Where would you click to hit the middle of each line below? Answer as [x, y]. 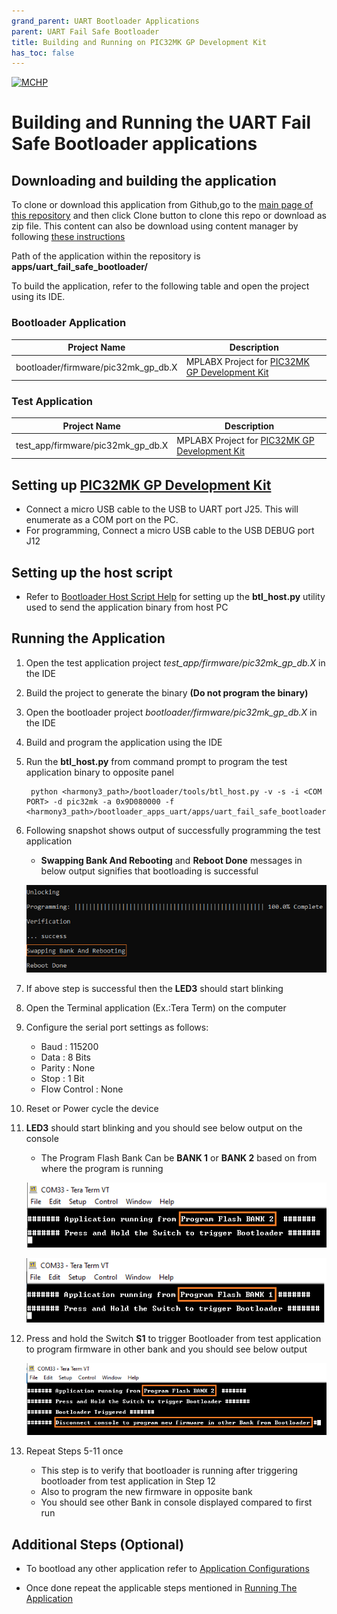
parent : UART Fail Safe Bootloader [85, 31]
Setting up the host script [92, 572]
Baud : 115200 [69, 1046]
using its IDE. [38, 297]
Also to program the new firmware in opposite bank [146, 1492]
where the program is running [102, 1168]
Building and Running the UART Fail [161, 122]
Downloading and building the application [144, 180]
